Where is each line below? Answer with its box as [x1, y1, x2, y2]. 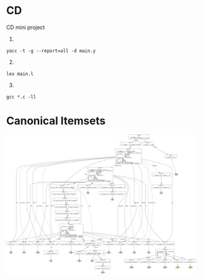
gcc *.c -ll [6, 94, 36, 100]
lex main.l [6, 71, 34, 77]
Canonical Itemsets [6, 114, 106, 128]
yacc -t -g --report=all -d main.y [6, 48, 96, 54]
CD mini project [6, 24, 45, 31]
